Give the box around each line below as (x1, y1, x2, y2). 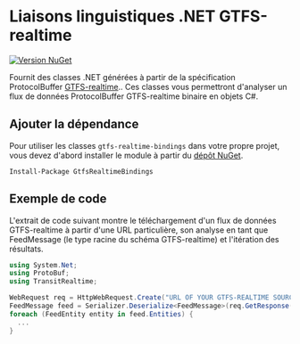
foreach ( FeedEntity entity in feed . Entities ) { (9, 309, 194, 318)
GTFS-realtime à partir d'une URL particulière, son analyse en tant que (9, 225, 269, 235)
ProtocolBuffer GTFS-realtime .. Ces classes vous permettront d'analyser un (9, 81, 287, 92)
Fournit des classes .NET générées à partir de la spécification (9, 71, 237, 82)
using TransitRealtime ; (9, 277, 98, 286)
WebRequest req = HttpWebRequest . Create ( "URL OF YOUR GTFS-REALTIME (9, 293, 270, 302)
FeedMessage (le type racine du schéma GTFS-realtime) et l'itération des (9, 233, 279, 244)
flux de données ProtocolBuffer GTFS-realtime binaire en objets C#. (9, 91, 259, 102)
